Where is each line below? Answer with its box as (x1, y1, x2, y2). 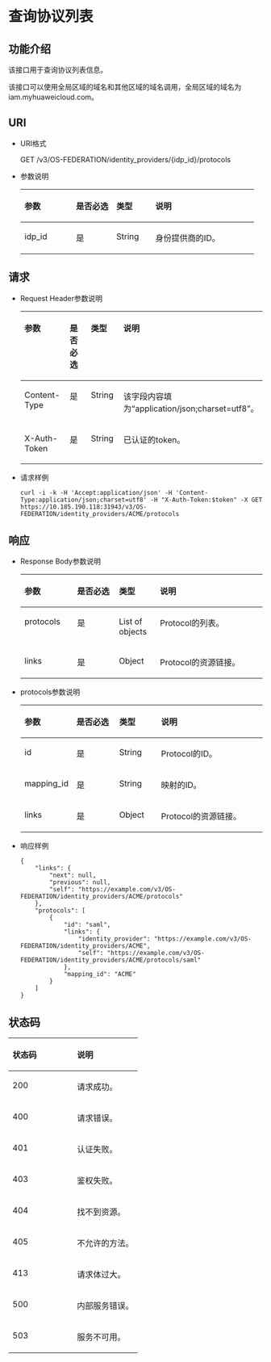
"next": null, (49, 871, 97, 880)
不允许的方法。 (77, 1238, 135, 1249)
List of (119, 616, 143, 627)
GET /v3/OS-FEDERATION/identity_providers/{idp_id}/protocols (19, 154, 231, 164)
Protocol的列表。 (160, 618, 224, 629)
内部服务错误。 (77, 1301, 135, 1312)
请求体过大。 (77, 1269, 127, 1280)
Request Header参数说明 (19, 293, 103, 303)
